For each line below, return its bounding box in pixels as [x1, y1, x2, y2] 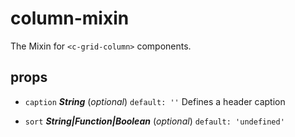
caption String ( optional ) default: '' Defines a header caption [24, 95, 286, 107]
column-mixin [10, 7, 130, 30]
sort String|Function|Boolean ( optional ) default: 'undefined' [24, 115, 285, 127]
